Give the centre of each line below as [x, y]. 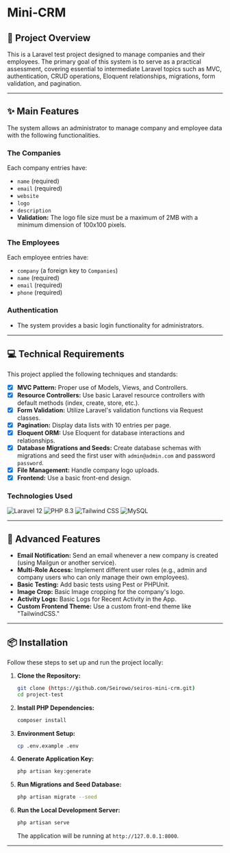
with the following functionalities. [54, 135]
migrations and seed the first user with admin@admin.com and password [116, 455]
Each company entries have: [47, 168]
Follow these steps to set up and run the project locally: [85, 662]
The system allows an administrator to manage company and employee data [115, 127]
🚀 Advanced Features [54, 539]
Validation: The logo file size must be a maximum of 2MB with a [107, 218]
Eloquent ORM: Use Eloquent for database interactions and [101, 432]
